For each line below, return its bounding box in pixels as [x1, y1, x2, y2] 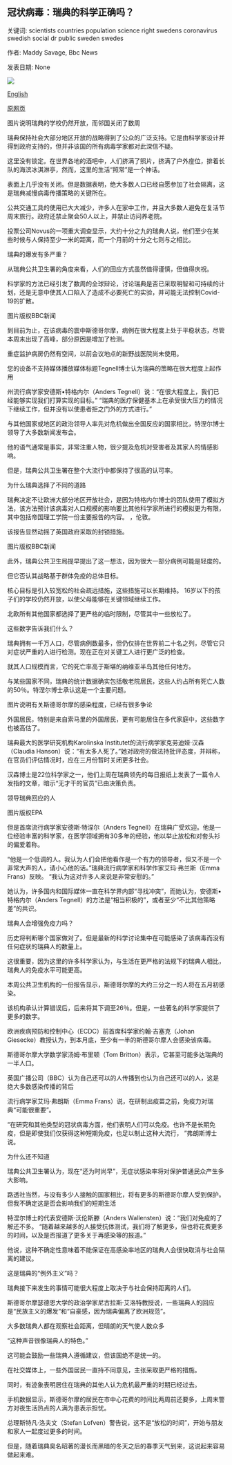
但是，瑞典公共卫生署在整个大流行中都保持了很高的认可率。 [7, 466, 177, 474]
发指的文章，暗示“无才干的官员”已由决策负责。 [7, 778, 140, 787]
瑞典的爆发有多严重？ [7, 250, 68, 258]
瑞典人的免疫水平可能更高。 [7, 965, 86, 973]
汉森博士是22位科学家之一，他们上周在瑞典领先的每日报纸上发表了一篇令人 [7, 770, 221, 778]
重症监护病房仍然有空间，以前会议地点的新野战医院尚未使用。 [7, 349, 183, 357]
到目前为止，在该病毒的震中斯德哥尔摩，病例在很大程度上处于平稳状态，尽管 [7, 326, 225, 334]
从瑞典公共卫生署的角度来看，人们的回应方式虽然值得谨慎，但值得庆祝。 [7, 265, 213, 273]
